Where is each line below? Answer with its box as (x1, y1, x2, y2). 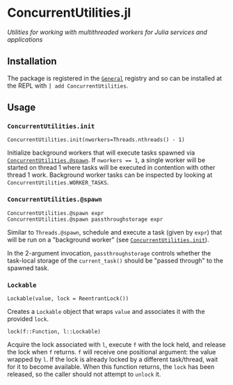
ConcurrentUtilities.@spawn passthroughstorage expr (7, 216, 163, 223)
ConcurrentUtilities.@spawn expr (7, 210, 104, 217)
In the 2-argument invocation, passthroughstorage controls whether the (7, 249, 211, 257)
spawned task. (7, 263, 49, 272)
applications (7, 35, 43, 43)
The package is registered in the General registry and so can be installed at (7, 74, 223, 82)
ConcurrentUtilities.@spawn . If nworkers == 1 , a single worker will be (7, 156, 206, 164)
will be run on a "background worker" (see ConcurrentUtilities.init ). (7, 235, 209, 244)
